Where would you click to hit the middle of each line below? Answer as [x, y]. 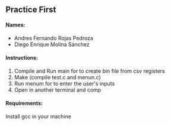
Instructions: [22, 58]
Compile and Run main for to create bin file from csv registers [89, 71]
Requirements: [24, 104]
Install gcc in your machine [39, 117]
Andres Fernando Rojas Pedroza [53, 38]
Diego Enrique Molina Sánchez [52, 44]
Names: [15, 25]
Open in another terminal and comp [58, 90]
